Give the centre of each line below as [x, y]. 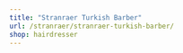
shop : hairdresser [44, 34]
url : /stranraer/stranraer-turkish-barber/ [92, 26]
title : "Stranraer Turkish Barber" [76, 18]
